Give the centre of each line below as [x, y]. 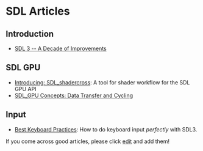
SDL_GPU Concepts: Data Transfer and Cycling [74, 95]
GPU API [25, 89]
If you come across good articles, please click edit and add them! [88, 141]
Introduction [30, 34]
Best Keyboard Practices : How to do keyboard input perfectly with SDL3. [106, 129]
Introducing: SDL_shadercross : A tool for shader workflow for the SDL [102, 82]
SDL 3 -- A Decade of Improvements [61, 48]
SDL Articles [38, 11]
